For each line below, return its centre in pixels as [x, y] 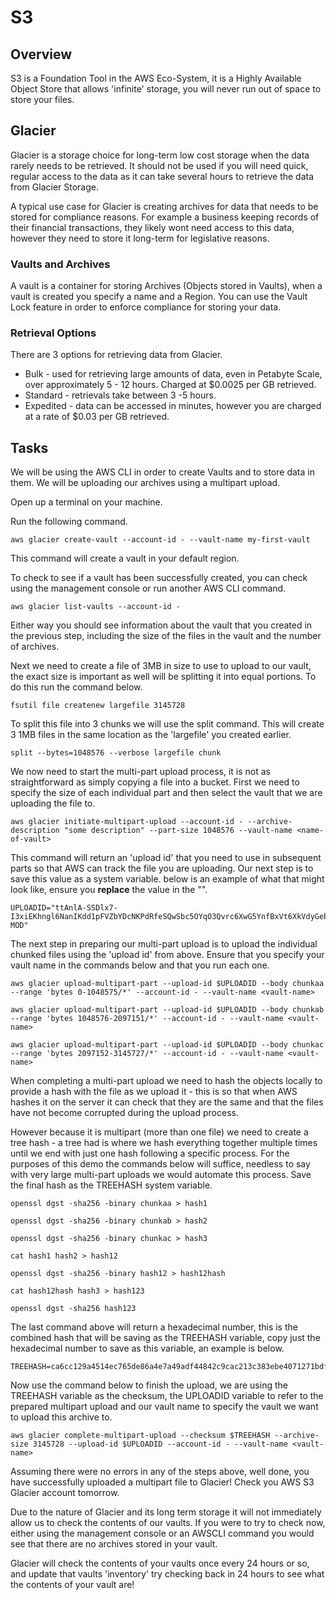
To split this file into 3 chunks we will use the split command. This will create [167, 724]
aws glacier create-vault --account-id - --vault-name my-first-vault [160, 540]
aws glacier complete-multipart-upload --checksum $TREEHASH [140, 1436]
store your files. [42, 99]
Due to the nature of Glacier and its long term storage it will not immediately [166, 1512]
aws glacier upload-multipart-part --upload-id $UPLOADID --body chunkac [167, 1045]
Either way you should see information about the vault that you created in [161, 625]
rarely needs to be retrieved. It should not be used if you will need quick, [159, 165]
